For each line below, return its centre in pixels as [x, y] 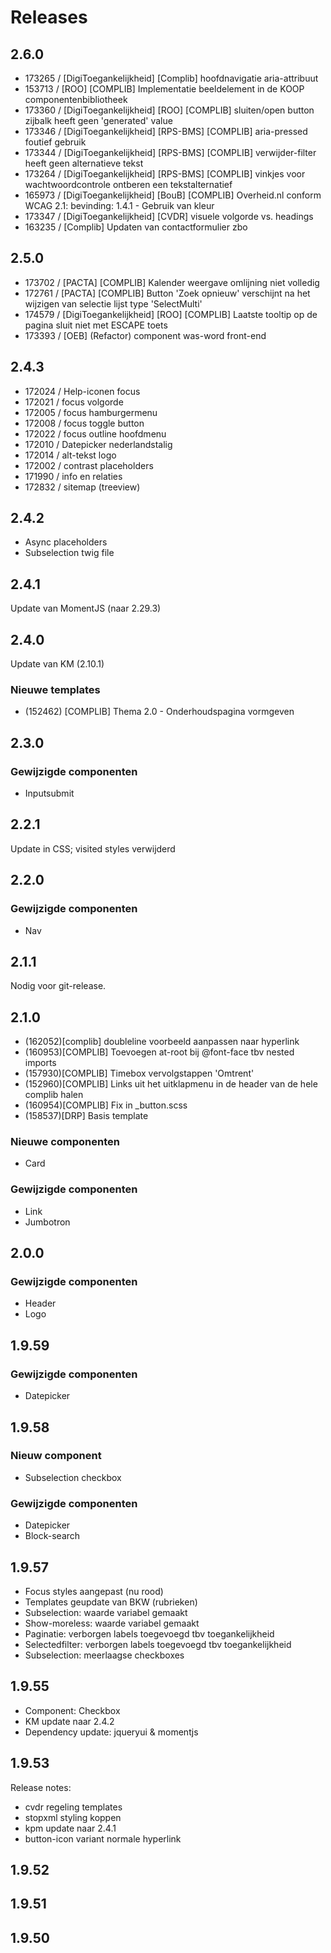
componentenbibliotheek [76, 99]
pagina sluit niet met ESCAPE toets [96, 325]
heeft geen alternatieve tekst [84, 163]
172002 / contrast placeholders [89, 465]
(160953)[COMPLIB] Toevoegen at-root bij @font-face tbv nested [159, 1052]
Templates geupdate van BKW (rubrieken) [111, 1602]
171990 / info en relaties [73, 476]
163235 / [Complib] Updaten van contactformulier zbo [136, 227]
